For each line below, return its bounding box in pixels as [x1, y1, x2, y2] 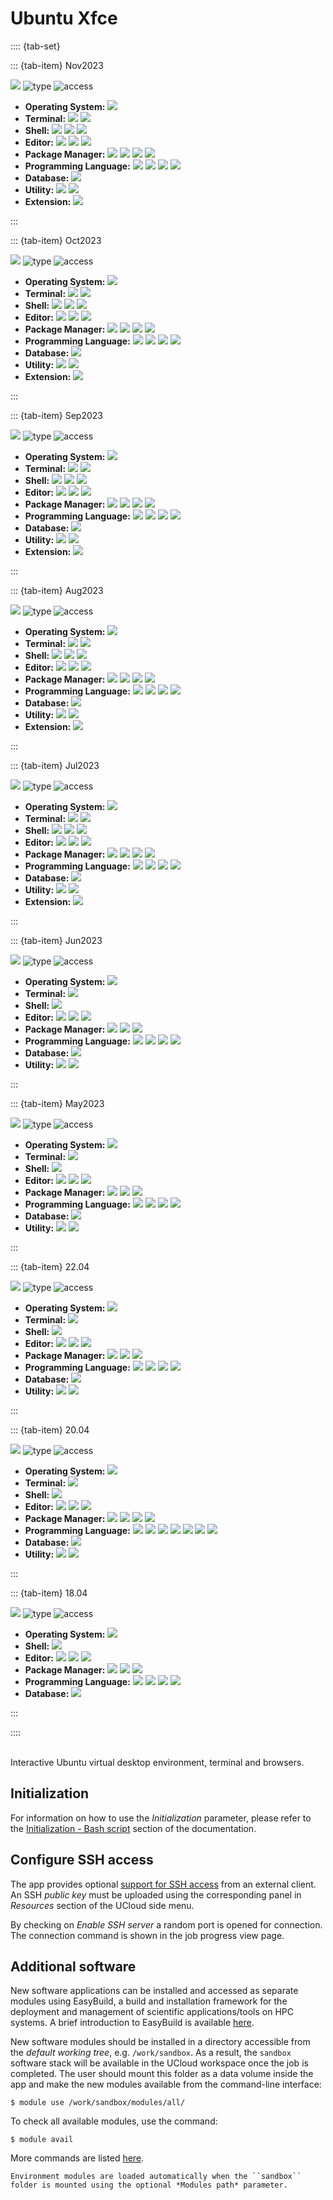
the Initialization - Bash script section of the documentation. [10, 1822, 257, 1834]
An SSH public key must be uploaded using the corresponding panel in [10, 1888, 302, 1901]
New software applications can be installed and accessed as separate [10, 1985, 299, 1997]
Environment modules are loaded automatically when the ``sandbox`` [10, 2172, 302, 2182]
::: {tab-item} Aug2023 [10, 584, 104, 596]
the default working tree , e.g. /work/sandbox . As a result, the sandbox [10, 2047, 292, 2059]
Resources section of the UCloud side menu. [10, 1899, 195, 1911]
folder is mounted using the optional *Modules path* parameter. [10, 2180, 288, 2191]
